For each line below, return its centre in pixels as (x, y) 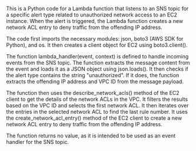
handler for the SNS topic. (38, 142)
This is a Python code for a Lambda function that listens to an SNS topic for (97, 9)
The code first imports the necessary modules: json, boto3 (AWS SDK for (95, 39)
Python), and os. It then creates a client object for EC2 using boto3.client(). (97, 45)
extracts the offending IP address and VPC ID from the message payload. (95, 81)
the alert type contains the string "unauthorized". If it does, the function (93, 75)
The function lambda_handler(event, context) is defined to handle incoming (97, 56)
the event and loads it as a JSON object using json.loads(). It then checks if (97, 69)
